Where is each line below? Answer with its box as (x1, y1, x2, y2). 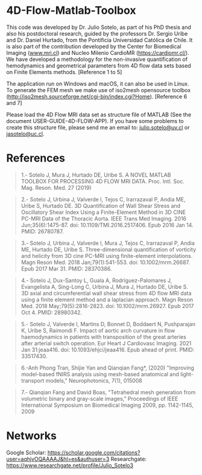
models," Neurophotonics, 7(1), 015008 (45, 377, 143, 384)
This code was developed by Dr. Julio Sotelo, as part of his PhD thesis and (6, 24, 192, 31)
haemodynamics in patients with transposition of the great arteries (21, 333, 187, 341)
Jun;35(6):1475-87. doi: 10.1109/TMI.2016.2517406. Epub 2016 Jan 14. (21, 221, 194, 228)
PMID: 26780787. (21, 227, 64, 235)
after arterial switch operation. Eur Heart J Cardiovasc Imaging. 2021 (21, 339, 192, 347)
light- (180, 370, 194, 377)
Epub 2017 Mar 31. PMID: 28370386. (21, 265, 112, 272)
